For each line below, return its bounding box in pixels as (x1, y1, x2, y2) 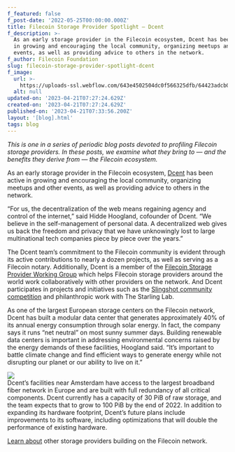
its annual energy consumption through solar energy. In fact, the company (7, 320, 221, 329)
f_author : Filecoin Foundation (7, 56, 99, 63)
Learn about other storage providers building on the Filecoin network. (7, 437, 208, 445)
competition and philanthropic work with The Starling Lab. (7, 292, 175, 301)
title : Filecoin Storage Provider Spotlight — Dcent (7, 23, 164, 30)
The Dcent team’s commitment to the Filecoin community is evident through (7, 248, 226, 256)
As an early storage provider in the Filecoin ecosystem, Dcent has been (7, 169, 213, 177)
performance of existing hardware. (7, 423, 108, 431)
